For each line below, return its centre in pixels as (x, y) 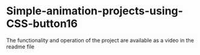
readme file (20, 47)
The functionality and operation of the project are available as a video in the (100, 40)
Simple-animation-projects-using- (95, 11)
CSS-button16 (42, 24)
